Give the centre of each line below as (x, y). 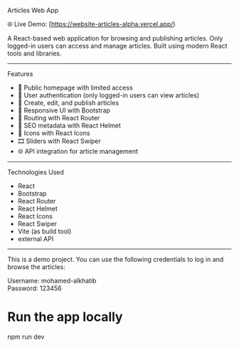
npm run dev (26, 337)
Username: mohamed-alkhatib (52, 281)
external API (36, 239)
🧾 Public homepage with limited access (75, 88)
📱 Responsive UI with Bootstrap (64, 110)
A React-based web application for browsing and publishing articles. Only (115, 38)
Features (20, 74)
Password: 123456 (34, 288)
